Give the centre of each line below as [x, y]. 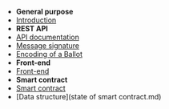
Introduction [36, 20]
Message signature [48, 46]
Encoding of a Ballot [49, 54]
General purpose [44, 12]
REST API [32, 28]
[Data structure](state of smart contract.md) [89, 97]
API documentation [48, 37]
